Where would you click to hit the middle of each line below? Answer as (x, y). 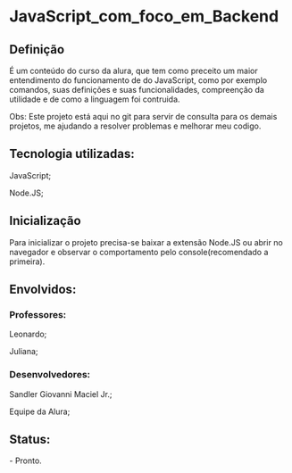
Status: (30, 440)
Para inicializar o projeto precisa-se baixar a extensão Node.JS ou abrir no (146, 242)
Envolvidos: (43, 290)
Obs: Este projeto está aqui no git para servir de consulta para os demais (143, 116)
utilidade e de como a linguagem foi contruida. (95, 99)
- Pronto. (25, 461)
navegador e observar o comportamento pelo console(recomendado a (139, 252)
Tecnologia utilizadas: (72, 154)
